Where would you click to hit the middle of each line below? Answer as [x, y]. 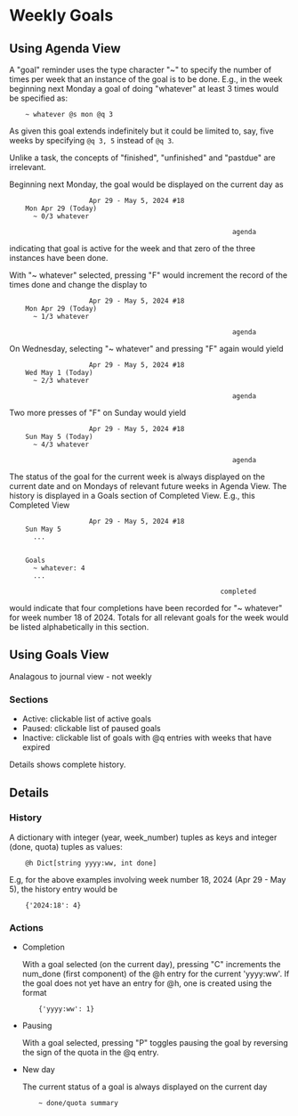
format [34, 993]
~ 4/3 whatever [61, 444]
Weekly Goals [61, 16]
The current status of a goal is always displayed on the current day [145, 1087]
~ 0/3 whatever [61, 216]
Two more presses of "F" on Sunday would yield [98, 412]
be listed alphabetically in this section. [79, 627]
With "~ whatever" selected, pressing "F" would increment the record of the [148, 275]
